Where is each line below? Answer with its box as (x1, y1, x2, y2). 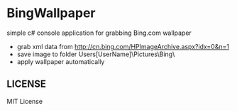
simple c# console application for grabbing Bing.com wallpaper (6, 28, 192, 37)
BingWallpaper (6, 5, 97, 21)
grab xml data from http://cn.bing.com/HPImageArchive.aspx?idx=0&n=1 (16, 42, 230, 51)
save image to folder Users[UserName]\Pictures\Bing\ (16, 50, 175, 58)
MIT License (6, 97, 43, 105)
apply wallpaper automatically (16, 57, 105, 65)
